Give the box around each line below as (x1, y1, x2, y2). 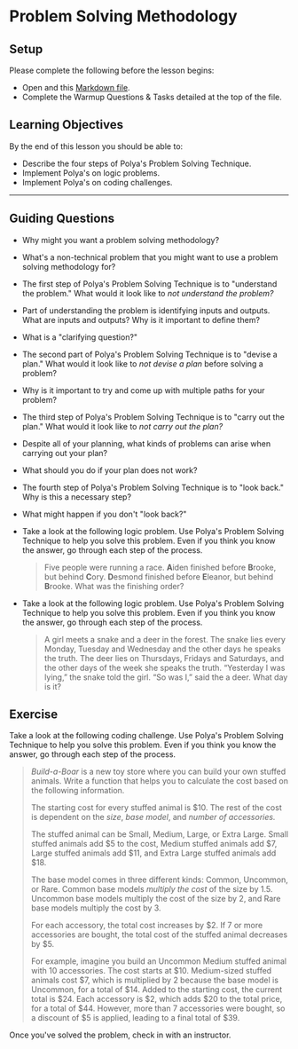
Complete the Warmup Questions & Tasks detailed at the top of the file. (21, 91, 282, 102)
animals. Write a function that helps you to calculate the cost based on (30, 776, 288, 786)
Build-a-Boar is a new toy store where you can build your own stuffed (30, 766, 286, 777)
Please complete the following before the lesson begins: (9, 65, 215, 75)
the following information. (30, 785, 125, 796)
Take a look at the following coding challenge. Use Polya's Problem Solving (9, 730, 284, 741)
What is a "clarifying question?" (21, 331, 138, 343)
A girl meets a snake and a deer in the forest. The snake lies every (43, 634, 286, 644)
